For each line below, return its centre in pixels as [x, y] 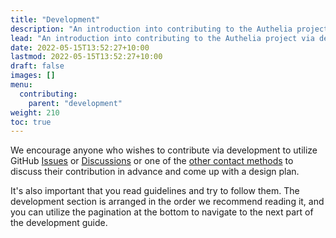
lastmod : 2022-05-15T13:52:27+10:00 [86, 57]
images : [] [33, 76]
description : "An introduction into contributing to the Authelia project [169, 29]
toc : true [31, 122]
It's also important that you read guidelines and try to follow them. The [155, 191]
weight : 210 [35, 112]
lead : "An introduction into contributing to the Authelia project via [162, 38]
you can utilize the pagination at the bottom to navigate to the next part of [162, 212]
